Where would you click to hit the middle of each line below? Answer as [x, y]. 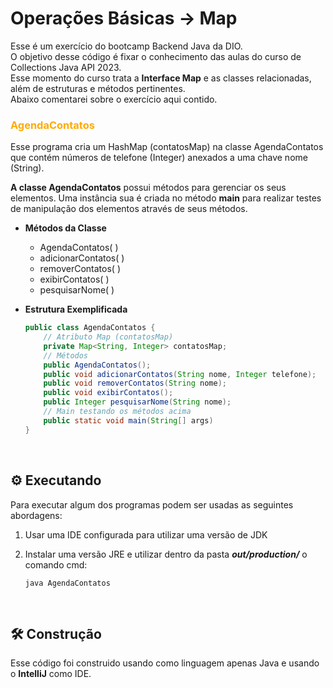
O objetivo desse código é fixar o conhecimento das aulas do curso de [156, 56]
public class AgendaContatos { [90, 328]
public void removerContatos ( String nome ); [135, 383]
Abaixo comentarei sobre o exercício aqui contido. [114, 99]
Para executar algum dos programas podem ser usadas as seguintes [152, 504]
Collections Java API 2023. [66, 67]
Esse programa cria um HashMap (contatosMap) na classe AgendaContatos [167, 147]
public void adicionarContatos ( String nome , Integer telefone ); [180, 374]
